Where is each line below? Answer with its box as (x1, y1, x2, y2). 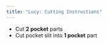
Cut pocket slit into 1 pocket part (15, 31, 98, 39)
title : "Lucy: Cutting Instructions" (6, 8, 103, 15)
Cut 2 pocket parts (15, 25, 63, 32)
